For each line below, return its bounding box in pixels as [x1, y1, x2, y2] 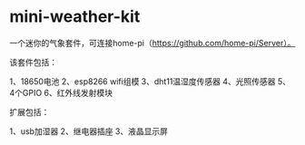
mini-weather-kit [9, 6, 141, 27]
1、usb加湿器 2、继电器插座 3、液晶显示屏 [9, 125, 168, 137]
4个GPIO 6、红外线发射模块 [9, 87, 113, 98]
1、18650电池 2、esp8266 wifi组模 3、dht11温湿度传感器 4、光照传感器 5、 [9, 75, 291, 87]
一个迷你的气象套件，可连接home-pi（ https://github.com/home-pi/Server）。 [9, 37, 296, 48]
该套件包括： [9, 56, 57, 67]
